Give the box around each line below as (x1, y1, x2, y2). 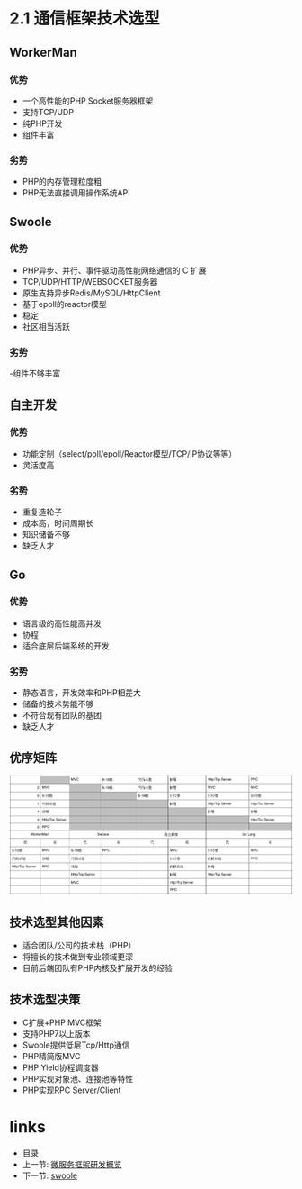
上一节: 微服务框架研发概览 (22, 1159, 122, 1170)
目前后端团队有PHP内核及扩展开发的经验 (22, 963, 173, 974)
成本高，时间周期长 (22, 518, 94, 529)
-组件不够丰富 (9, 368, 61, 379)
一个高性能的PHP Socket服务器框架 (22, 95, 154, 106)
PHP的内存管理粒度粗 (22, 177, 102, 187)
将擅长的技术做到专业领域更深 (22, 951, 133, 962)
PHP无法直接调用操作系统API (22, 187, 130, 198)
